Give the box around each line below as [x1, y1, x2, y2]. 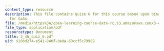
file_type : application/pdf [5, 25, 62, 30]
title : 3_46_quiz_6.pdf [5, 34, 54, 39]
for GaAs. [9, 16, 29, 21]
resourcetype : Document [5, 30, 54, 34]
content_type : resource [5, 7, 54, 12]
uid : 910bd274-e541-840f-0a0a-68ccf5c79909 [5, 39, 95, 44]
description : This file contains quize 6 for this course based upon [5, 12, 150, 17]
